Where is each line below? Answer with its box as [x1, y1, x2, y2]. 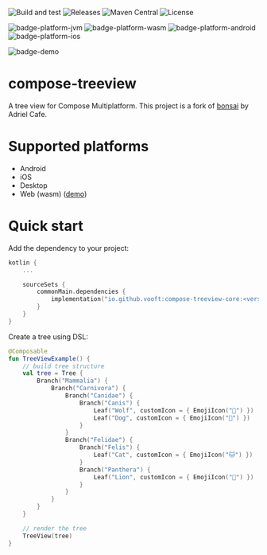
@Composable [8, 347, 48, 355]
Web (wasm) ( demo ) [19, 189, 87, 198]
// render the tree [22, 524, 87, 533]
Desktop [19, 180, 48, 190]
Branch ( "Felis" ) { [79, 444, 141, 451]
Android [19, 163, 46, 173]
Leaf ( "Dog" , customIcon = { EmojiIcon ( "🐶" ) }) [93, 414, 250, 422]
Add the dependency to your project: [8, 243, 130, 252]
